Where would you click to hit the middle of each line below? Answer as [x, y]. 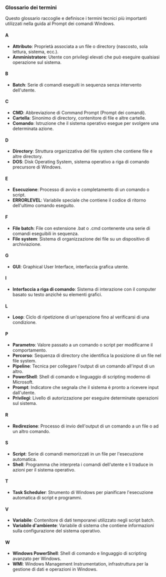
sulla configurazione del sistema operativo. [57, 531]
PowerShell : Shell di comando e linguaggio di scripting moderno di [81, 377]
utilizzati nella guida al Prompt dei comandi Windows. [60, 23]
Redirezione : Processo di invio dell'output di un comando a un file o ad [85, 426]
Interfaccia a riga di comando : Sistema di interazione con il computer [84, 289]
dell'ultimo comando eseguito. [43, 205]
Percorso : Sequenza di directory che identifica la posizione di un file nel [87, 355]
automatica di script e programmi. [47, 497]
